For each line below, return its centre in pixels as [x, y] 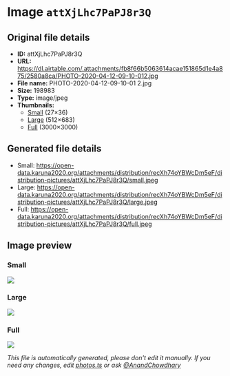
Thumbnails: [36, 105]
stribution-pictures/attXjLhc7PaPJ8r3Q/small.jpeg [87, 180]
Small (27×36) [48, 112]
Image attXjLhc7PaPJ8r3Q [79, 12]
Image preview [40, 246]
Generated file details [54, 149]
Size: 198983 [36, 91]
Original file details [49, 38]
